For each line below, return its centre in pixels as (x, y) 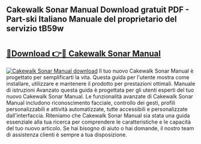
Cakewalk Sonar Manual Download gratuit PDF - (98, 10)
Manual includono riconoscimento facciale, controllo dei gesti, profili (91, 103)
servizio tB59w (35, 28)
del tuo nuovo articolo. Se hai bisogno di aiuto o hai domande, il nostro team (100, 128)
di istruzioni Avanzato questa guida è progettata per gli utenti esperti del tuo (100, 90)
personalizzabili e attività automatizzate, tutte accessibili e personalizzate (97, 109)
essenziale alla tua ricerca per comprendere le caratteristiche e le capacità (98, 122)
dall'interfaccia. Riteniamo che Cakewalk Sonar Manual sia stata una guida (98, 115)
